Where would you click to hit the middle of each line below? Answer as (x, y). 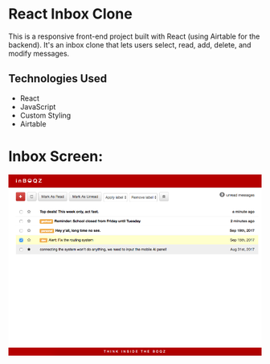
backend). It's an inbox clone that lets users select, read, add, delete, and (130, 44)
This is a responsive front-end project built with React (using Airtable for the (134, 36)
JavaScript (38, 106)
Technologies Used (57, 79)
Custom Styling (45, 115)
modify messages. (39, 53)
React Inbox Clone (70, 14)
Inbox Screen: (56, 156)
